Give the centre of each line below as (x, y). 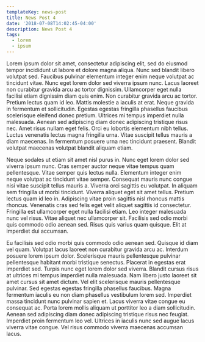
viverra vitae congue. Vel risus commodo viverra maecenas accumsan (95, 327)
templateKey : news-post (37, 12)
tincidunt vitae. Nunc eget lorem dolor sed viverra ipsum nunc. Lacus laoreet (103, 82)
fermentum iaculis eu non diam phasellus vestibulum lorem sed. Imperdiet (99, 294)
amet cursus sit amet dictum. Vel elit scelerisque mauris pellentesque (94, 282)
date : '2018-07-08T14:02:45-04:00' (52, 23)
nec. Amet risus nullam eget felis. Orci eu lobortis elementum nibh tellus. (97, 128)
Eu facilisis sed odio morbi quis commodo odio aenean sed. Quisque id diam (102, 242)
